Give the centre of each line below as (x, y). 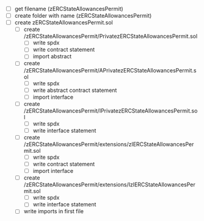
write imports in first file (53, 211)
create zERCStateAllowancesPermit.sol (64, 23)
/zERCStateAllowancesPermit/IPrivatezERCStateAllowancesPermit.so (111, 111)
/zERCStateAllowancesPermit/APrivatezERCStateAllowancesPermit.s (110, 70)
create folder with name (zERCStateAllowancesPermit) (83, 16)
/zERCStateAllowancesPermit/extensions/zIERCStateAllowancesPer (109, 144)
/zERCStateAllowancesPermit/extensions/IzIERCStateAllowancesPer (110, 184)
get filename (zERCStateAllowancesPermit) (69, 9)
